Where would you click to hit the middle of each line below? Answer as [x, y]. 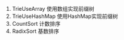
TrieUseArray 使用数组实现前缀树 [53, 9]
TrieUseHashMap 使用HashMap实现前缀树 [65, 16]
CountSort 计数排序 [36, 24]
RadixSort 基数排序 [35, 31]
